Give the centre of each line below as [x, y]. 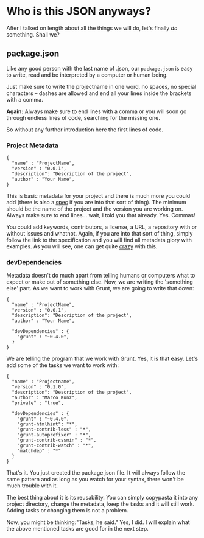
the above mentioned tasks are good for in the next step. [78, 529]
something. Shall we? [33, 34]
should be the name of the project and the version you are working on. [95, 209]
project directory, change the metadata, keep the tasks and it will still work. [100, 504]
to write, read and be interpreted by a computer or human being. [87, 75]
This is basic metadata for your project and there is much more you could [98, 196]
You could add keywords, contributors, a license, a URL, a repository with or [102, 227]
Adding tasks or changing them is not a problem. [68, 511]
